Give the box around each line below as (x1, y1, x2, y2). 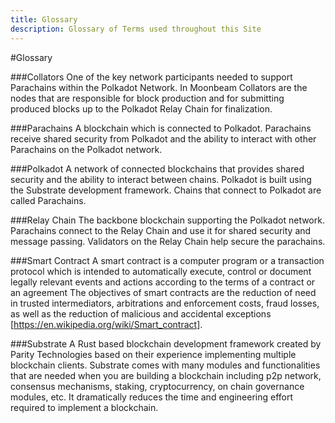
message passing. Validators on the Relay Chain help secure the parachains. (10, 235, 326, 247)
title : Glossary (10, 14, 78, 25)
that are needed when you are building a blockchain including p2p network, (10, 369, 322, 381)
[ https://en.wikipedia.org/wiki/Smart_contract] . (10, 318, 203, 330)
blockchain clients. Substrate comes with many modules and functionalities (10, 359, 321, 371)
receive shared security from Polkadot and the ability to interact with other (10, 132, 317, 145)
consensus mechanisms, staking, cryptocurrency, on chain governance (10, 380, 305, 392)
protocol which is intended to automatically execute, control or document (10, 265, 312, 277)
